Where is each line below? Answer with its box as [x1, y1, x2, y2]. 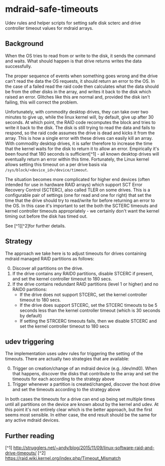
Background [5, 40, 43, 48]
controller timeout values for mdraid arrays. [5, 25, 94, 31]
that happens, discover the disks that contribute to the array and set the [12, 371, 159, 377]
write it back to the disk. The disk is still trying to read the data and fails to [5, 124, 156, 130]
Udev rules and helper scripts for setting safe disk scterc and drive [5, 20, 141, 26]
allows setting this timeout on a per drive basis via [5, 161, 107, 167]
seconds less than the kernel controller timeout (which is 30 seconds [19, 307, 161, 313]
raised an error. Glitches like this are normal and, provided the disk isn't [5, 94, 150, 100]
